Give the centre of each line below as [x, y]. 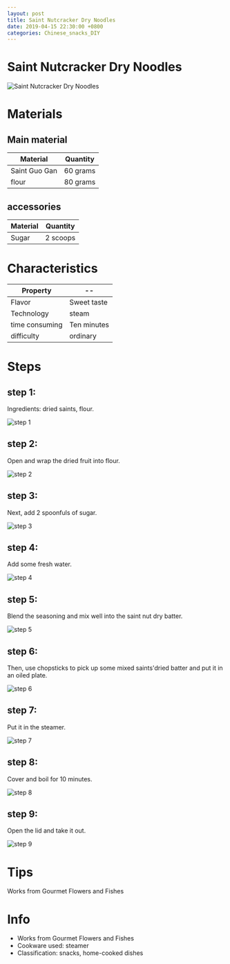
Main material [37, 139]
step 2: [22, 444]
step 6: [22, 651]
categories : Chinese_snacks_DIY [54, 33]
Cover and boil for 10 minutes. [50, 779]
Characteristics [52, 269]
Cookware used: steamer [53, 946]
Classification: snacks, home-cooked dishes [80, 953]
